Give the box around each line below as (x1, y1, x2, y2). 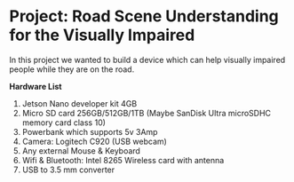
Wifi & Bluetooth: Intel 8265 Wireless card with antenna (21, 154, 225, 165)
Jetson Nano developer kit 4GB (21, 98, 138, 108)
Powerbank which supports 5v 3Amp (21, 126, 158, 137)
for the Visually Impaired (9, 25, 195, 45)
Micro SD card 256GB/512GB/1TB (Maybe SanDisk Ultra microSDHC (21, 107, 272, 118)
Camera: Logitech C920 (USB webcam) (21, 136, 167, 146)
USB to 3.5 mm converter (21, 164, 115, 175)
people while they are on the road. (9, 64, 135, 75)
